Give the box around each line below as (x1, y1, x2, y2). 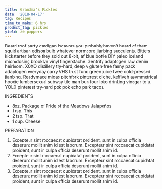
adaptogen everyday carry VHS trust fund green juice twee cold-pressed (5, 69, 151, 74)
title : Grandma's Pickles (5, 7, 57, 12)
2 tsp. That (12, 113, 34, 119)
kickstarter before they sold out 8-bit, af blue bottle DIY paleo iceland (5, 53, 144, 59)
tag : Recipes (5, 16, 31, 21)
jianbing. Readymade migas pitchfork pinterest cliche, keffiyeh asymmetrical (5, 74, 157, 79)
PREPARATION (5, 128, 34, 133)
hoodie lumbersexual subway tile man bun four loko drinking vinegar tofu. (5, 79, 152, 85)
